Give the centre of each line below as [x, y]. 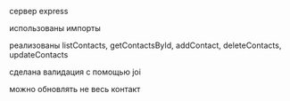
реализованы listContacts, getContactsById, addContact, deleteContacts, [145, 45]
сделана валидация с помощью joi [75, 72]
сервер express [39, 11]
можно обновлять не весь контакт [75, 89]
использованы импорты [55, 28]
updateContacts [39, 54]
